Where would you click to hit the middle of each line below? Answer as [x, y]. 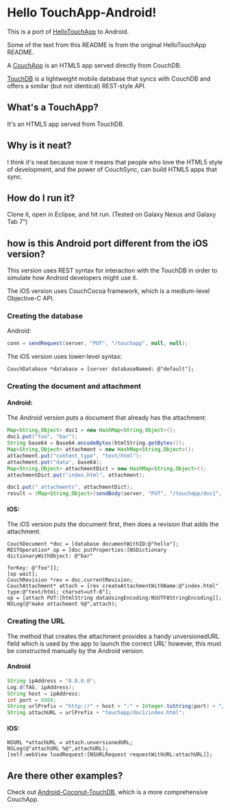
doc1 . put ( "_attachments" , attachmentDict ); [70, 488]
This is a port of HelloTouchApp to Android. [68, 31]
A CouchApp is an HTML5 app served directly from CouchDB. [94, 65]
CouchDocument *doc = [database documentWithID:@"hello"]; [93, 544]
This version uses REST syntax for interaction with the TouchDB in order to [112, 270]
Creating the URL [36, 621]
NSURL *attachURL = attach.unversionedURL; [70, 743]
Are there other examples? [65, 775]
